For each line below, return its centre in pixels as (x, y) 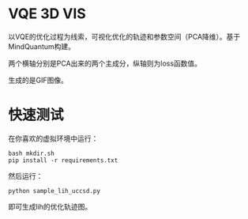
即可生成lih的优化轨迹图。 (50, 206)
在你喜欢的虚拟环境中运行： (53, 138)
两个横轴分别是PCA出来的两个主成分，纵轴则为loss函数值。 (105, 63)
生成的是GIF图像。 (38, 80)
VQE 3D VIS (47, 14)
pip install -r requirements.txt (63, 160)
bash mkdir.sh (32, 153)
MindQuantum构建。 (42, 46)
